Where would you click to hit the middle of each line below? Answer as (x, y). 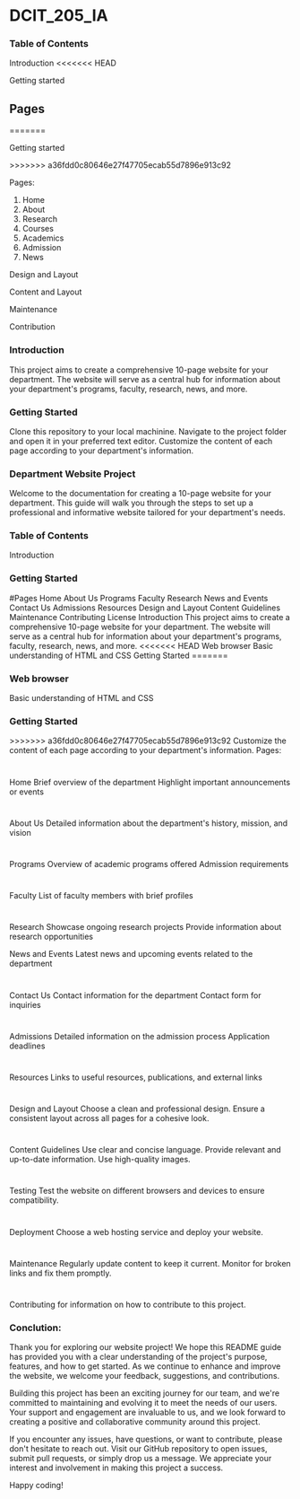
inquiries (26, 1004)
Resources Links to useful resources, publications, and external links (136, 1077)
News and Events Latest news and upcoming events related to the (131, 954)
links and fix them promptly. (60, 1273)
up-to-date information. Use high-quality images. (100, 1160)
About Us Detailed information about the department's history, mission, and (149, 823)
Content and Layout (46, 292)
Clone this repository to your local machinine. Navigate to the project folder (148, 431)
